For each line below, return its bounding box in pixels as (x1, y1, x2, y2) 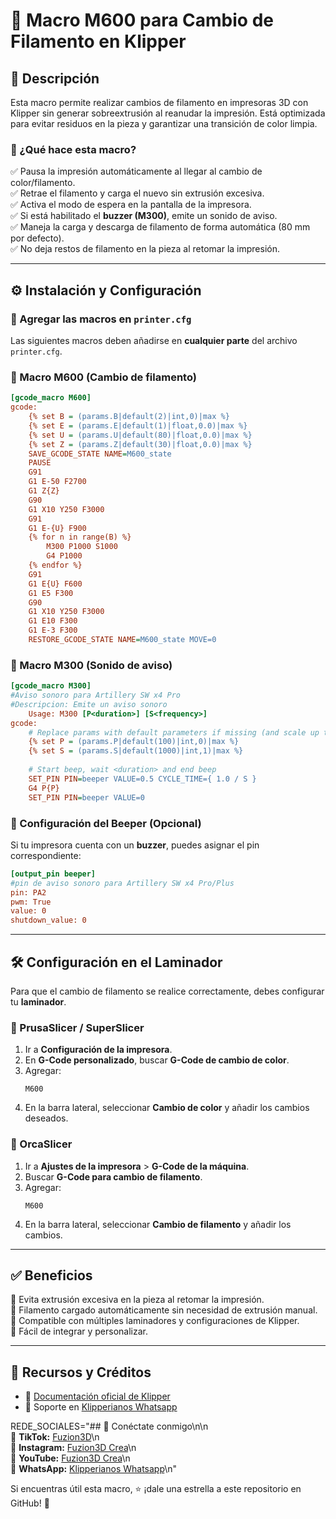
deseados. (24, 1112, 69, 1124)
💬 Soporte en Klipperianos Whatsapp (24, 1401, 178, 1413)
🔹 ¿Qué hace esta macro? (10, 142, 137, 156)
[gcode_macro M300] (10, 681, 92, 691)
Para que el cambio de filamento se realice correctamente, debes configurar (10, 985, 325, 997)
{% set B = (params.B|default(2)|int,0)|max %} (28, 412, 230, 422)
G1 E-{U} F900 (28, 523, 87, 533)
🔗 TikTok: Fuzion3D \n (10, 1431, 100, 1443)
